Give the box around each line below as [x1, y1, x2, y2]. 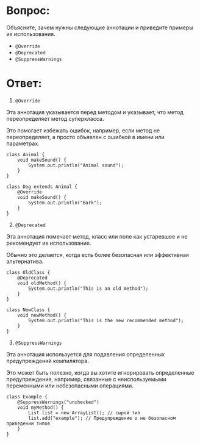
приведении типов [6, 420, 51, 427]
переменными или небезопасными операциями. [6, 382, 134, 389]
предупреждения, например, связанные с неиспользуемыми [6, 375, 166, 383]
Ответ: [6, 77, 42, 90]
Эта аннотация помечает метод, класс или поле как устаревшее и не [6, 232, 188, 240]
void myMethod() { [17, 404, 64, 411]
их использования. [6, 30, 56, 37]
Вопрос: [6, 4, 50, 18]
